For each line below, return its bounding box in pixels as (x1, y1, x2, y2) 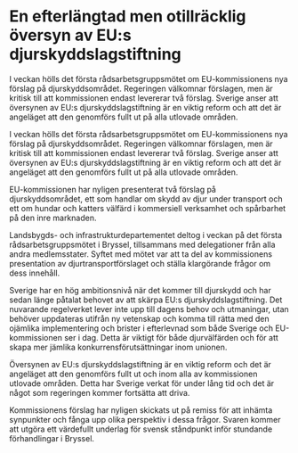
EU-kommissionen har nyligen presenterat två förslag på (9, 184, 216, 194)
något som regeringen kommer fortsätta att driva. (9, 387, 190, 398)
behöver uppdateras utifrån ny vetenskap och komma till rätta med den (9, 313, 270, 324)
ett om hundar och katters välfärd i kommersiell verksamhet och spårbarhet (9, 202, 286, 213)
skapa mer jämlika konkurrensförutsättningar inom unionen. (9, 342, 228, 352)
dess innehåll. (9, 268, 60, 278)
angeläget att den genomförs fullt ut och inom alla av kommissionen (9, 368, 258, 379)
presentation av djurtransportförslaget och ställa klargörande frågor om (9, 258, 271, 268)
